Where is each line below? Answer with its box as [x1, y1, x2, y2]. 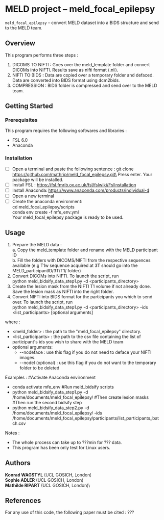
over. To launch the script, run [12, 299, 73, 305]
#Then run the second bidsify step [12, 399, 82, 405]
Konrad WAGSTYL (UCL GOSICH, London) [5, 472, 92, 478]
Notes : [5, 430, 20, 436]
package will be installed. [12, 177, 64, 182]
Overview [5, 39, 36, 48]
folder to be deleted [19, 364, 60, 371]
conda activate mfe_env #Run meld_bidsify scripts [12, 384, 114, 390]
